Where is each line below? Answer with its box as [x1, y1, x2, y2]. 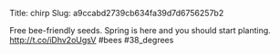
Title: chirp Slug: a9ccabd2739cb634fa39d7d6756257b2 [9, 8, 224, 18]
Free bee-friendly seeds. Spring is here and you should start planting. [9, 25, 271, 35]
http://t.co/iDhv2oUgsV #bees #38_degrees [9, 35, 174, 45]
